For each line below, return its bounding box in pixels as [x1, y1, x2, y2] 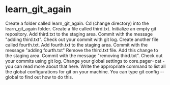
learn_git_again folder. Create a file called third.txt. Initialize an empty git [5, 25, 157, 31]
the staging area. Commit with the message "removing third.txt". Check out [5, 52, 163, 59]
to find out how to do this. [19, 74, 73, 80]
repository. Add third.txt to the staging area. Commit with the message [5, 31, 153, 37]
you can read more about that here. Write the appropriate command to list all [5, 63, 166, 69]
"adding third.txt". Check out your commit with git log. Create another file [5, 36, 159, 42]
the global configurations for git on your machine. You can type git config [5, 68, 159, 74]
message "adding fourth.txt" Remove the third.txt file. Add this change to [5, 47, 159, 53]
